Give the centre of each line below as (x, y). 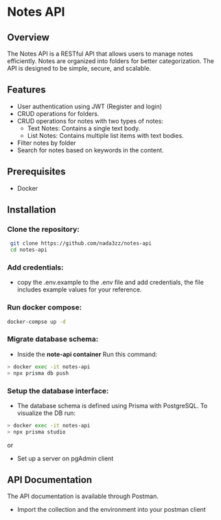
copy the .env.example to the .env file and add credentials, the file (110, 283)
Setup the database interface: (58, 390)
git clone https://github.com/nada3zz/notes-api (81, 244)
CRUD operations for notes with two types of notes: (90, 121)
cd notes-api (29, 250)
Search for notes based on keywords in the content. (90, 150)
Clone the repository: (44, 229)
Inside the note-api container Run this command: (87, 354)
